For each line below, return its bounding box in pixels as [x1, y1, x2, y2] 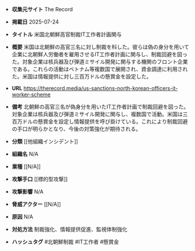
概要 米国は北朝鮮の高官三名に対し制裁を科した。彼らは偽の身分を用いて [11, 44, 190, 50]
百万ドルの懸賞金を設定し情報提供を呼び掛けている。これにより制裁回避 [11, 118, 188, 125]
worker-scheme [11, 91, 51, 98]
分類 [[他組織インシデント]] [11, 138, 79, 145]
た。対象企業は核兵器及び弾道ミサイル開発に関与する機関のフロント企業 [11, 58, 188, 65]
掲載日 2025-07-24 [11, 18, 59, 25]
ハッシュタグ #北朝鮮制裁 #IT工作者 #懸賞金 [11, 239, 119, 245]
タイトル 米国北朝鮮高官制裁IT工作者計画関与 [11, 31, 122, 38]
